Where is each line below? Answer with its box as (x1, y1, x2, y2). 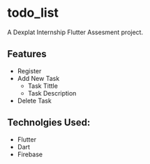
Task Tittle (27, 82, 58, 90)
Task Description (27, 89, 77, 97)
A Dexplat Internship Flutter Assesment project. (7, 28, 144, 36)
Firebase (17, 150, 43, 158)
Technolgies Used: (7, 117, 91, 128)
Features (7, 48, 47, 60)
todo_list (7, 5, 59, 21)
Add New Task (17, 74, 60, 82)
